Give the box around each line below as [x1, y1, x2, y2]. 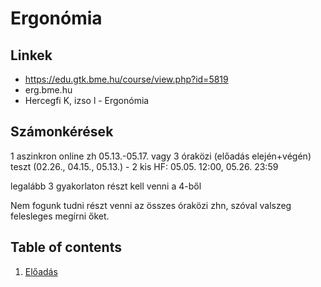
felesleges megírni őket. [10, 210, 110, 222]
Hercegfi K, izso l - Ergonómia [24, 95, 150, 106]
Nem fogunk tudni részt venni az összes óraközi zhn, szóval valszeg [10, 199, 292, 211]
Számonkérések [10, 123, 114, 141]
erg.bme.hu [24, 84, 73, 96]
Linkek [10, 47, 53, 64]
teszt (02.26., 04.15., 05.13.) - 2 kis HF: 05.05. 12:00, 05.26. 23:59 [10, 160, 279, 172]
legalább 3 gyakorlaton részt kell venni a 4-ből [10, 180, 202, 192]
